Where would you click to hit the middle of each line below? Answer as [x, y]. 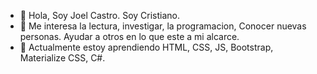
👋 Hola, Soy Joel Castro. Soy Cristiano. [100, 15]
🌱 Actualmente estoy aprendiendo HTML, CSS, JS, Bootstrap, [146, 47]
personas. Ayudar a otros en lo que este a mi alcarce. [129, 36]
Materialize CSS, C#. [62, 58]
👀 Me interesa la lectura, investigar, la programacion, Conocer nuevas [163, 26]
